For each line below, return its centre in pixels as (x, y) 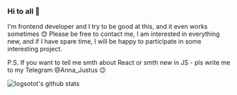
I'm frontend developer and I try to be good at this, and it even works (108, 27)
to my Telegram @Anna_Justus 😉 (57, 70)
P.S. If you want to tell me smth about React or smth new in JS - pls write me (119, 63)
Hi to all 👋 (24, 11)
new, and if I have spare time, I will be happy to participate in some (104, 42)
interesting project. (35, 49)
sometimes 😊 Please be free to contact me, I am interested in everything (114, 34)
